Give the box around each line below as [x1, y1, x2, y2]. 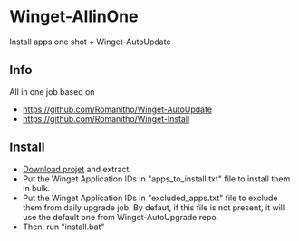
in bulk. [22, 182, 51, 193]
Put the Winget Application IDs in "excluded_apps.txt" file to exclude [22, 192, 278, 203]
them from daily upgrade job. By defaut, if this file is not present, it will [22, 201, 285, 213]
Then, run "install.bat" [22, 221, 105, 232]
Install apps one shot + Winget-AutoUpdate [9, 36, 171, 47]
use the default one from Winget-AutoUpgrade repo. [22, 211, 219, 222]
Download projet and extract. [22, 163, 131, 174]
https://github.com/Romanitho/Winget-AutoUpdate [22, 104, 213, 115]
